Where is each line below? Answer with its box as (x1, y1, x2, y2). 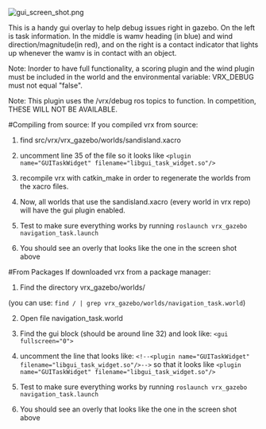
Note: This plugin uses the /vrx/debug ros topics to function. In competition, (8, 96, 256, 105)
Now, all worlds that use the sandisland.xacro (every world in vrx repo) (19, 197, 252, 206)
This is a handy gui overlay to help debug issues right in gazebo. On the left (8, 23, 256, 32)
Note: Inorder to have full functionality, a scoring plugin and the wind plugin (8, 64, 255, 73)
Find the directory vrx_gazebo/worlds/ (19, 283, 145, 292)
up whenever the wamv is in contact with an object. (8, 49, 177, 57)
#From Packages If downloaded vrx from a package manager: (8, 267, 211, 276)
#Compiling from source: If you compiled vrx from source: (8, 120, 199, 129)
